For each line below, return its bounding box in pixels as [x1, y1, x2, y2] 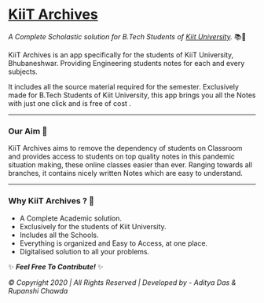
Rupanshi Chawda [8, 286, 68, 295]
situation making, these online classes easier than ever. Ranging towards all [8, 160, 253, 170]
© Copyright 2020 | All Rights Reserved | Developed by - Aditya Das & [8, 277, 237, 287]
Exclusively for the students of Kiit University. [19, 221, 167, 231]
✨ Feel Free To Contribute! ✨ [8, 261, 104, 272]
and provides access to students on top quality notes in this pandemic [8, 151, 236, 162]
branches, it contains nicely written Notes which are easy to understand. [8, 169, 244, 178]
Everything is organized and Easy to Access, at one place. [19, 238, 208, 248]
